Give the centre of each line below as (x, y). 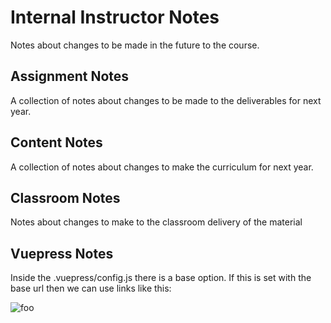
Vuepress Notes (62, 253)
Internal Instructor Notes (115, 17)
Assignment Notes (70, 76)
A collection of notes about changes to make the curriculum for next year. (162, 167)
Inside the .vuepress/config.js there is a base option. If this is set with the (161, 278)
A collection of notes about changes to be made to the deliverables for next (166, 100)
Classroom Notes (65, 197)
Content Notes (56, 142)
